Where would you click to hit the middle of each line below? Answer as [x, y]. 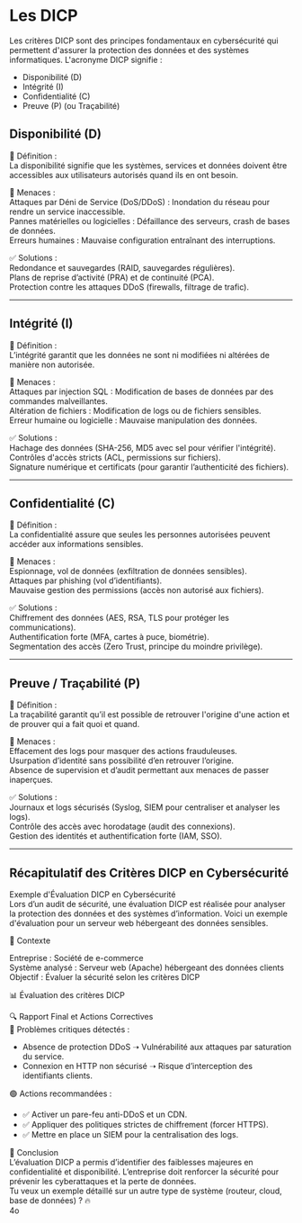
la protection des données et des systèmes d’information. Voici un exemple [148, 913]
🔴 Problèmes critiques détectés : [70, 1030]
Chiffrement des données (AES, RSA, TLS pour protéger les [119, 618]
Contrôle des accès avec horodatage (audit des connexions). [122, 827]
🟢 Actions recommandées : [61, 1093]
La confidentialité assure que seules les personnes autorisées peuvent [140, 535]
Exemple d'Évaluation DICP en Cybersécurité [93, 895]
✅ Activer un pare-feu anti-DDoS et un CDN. [105, 1114]
